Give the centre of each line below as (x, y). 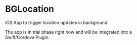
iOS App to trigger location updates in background (56, 22)
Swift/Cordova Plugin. (27, 37)
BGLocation (30, 9)
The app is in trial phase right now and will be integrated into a (68, 32)
